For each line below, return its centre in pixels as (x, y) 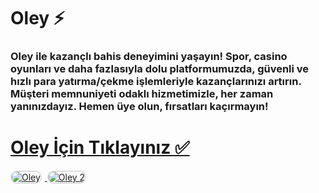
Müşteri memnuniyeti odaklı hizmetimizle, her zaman (142, 94)
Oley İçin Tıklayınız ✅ (100, 147)
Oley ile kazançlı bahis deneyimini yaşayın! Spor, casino (149, 57)
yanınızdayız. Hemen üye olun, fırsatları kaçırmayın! (139, 107)
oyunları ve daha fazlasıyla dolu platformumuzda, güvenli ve (160, 69)
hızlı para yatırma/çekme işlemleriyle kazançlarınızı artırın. (156, 82)
